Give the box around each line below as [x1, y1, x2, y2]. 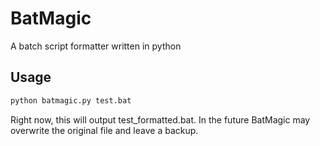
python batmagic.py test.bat [10, 95, 132, 106]
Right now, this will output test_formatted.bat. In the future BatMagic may [10, 113, 311, 126]
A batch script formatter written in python [10, 40, 182, 52]
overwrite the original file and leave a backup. [10, 124, 199, 136]
